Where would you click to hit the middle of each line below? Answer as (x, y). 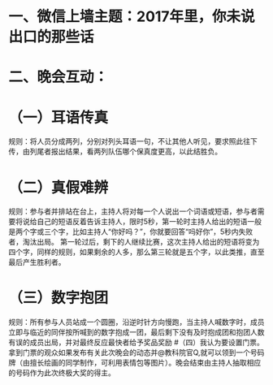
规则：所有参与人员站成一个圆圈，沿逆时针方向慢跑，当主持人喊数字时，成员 (136, 322)
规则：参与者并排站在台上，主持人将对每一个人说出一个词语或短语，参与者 (133, 211)
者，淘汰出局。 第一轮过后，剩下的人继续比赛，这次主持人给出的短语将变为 (134, 242)
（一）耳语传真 (58, 117)
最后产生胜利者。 (37, 262)
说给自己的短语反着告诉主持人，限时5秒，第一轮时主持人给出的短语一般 (142, 222)
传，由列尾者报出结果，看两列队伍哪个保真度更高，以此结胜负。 (115, 152)
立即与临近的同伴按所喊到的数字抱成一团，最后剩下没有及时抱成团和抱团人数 (136, 332)
